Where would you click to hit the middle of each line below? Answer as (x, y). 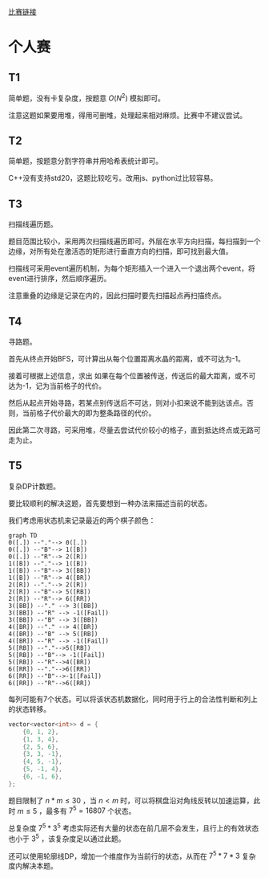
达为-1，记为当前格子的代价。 (57, 386)
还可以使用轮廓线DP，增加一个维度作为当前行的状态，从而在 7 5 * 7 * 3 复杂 (132, 856)
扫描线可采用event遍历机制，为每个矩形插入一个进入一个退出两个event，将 (132, 268)
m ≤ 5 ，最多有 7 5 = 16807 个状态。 (76, 810)
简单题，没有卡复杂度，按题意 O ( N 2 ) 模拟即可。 (87, 97)
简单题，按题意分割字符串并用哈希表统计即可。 (85, 161)
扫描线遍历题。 (33, 224)
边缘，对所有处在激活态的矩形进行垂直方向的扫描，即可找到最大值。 (120, 251)
